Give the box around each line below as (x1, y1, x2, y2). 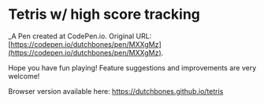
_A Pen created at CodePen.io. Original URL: (8, 31, 152, 41)
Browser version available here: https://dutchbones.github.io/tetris (8, 86, 224, 95)
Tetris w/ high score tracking (8, 5, 201, 23)
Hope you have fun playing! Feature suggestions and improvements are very (8, 63, 257, 72)
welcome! (8, 71, 40, 81)
